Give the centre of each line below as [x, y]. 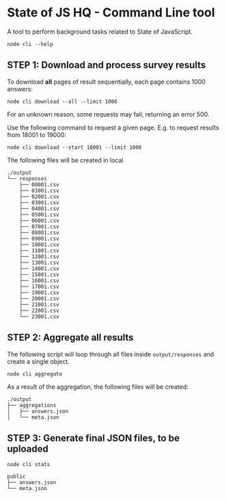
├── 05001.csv [39, 215]
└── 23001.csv [39, 317]
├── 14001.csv [39, 269]
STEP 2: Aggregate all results [71, 338]
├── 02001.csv [39, 197]
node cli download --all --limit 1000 [62, 101]
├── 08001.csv [39, 232]
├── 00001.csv [39, 184]
